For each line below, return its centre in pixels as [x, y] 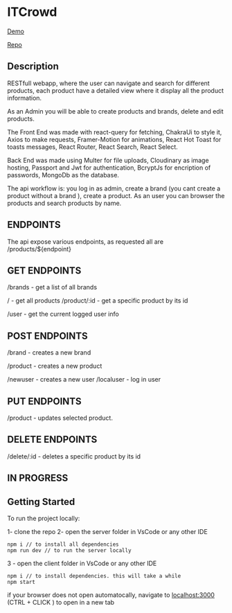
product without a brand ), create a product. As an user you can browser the [116, 195]
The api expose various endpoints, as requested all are [86, 241]
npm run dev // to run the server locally [69, 551]
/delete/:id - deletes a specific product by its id [74, 456]
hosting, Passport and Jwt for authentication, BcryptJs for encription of [109, 168]
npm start [21, 583]
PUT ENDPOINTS [44, 401]
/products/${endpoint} [39, 249]
